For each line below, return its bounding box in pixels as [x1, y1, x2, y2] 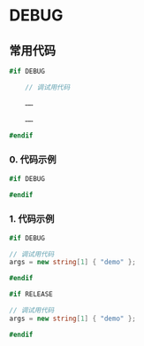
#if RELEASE [9, 290, 53, 299]
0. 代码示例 [9, 153, 57, 166]
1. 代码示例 [9, 213, 55, 225]
